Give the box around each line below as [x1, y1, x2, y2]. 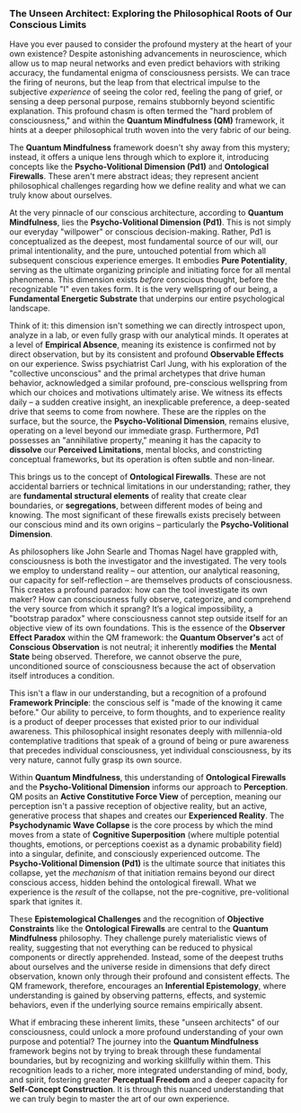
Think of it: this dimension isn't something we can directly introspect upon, [9, 320, 286, 331]
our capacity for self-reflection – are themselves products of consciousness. [9, 574, 293, 586]
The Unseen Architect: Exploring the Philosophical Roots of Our [9, 7, 293, 20]
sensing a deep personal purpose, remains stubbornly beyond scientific [9, 96, 276, 107]
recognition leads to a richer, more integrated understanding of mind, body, [9, 1064, 288, 1076]
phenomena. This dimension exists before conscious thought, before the [9, 274, 279, 285]
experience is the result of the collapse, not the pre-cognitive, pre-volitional [9, 886, 289, 897]
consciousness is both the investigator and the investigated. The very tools [9, 556, 288, 566]
